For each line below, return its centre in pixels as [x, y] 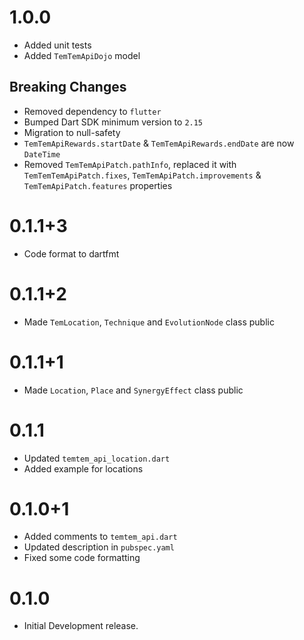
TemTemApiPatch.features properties [98, 185]
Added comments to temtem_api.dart [100, 537]
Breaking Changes [68, 87]
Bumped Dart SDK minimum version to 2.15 [113, 122]
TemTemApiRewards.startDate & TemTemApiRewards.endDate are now [159, 143]
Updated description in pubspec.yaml [99, 547]
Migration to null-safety [72, 132]
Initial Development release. [81, 626]
